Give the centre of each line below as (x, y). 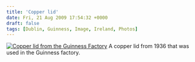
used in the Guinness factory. (43, 53)
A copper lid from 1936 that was (149, 46)
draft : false (23, 23)
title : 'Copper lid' (33, 12)
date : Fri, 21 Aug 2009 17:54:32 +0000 (57, 18)
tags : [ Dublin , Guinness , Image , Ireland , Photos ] (72, 29)
